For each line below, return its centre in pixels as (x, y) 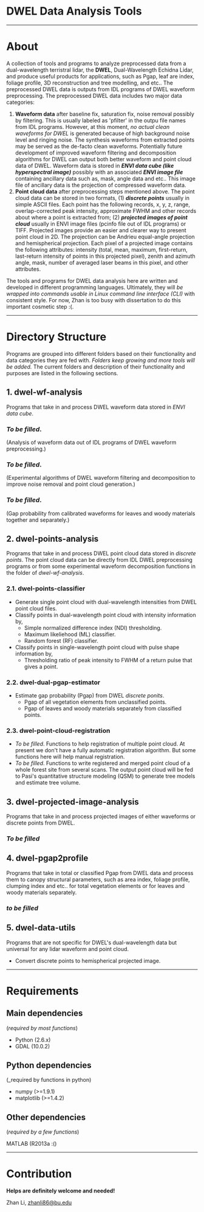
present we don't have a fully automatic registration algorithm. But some (105, 750)
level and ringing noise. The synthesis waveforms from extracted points (105, 140)
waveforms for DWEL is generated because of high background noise (102, 133)
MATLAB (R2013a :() (32, 1144)
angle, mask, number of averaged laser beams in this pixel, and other (101, 262)
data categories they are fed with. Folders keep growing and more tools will (101, 360)
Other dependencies (46, 1117)
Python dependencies (49, 1065)
